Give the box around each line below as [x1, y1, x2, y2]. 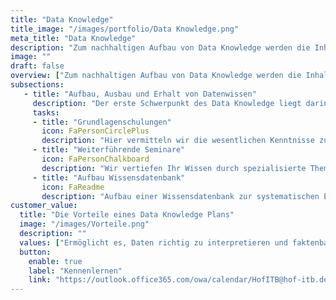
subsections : [10, 80, 65, 90]
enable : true [28, 256, 83, 266]
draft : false [10, 61, 65, 71]
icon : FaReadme [41, 182, 105, 192]
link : [28, 275, 52, 285]
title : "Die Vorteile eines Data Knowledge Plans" [19, 210, 235, 220]
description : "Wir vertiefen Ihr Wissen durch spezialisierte [41, 163, 307, 173]
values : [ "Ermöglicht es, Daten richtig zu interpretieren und [19, 237, 288, 248]
